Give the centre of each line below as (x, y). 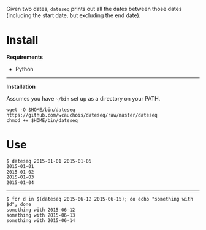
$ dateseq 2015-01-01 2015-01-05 (49, 161)
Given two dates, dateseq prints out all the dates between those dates (94, 9)
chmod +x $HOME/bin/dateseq (42, 120)
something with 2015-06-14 (41, 220)
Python (24, 69)
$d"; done (19, 204)
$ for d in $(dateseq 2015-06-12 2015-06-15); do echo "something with (100, 199)
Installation (21, 86)
